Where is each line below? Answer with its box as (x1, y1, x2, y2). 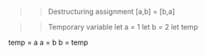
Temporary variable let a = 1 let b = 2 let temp (47, 22, 199, 31)
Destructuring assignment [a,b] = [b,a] (47, 7, 176, 16)
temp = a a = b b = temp (8, 37, 89, 47)
